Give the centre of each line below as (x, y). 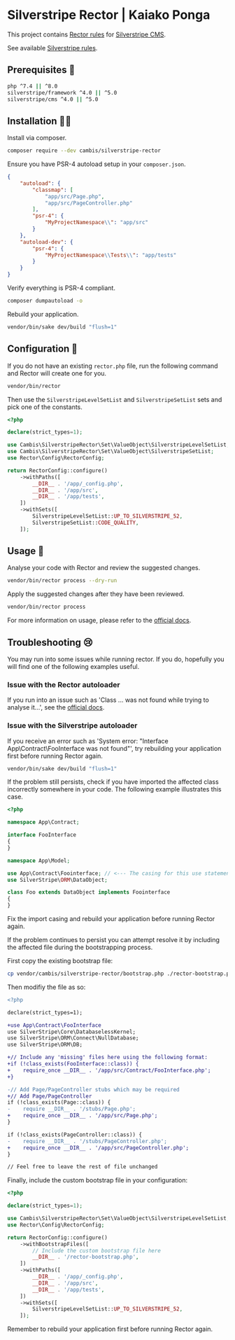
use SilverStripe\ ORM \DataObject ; (58, 880)
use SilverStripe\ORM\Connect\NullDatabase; (73, 1038)
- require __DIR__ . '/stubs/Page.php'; (72, 1109)
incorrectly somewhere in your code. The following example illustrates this (114, 789)
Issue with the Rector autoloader (64, 684)
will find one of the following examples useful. (73, 666)
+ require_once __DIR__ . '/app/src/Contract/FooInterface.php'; (109, 1070)
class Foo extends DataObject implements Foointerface (89, 892)
